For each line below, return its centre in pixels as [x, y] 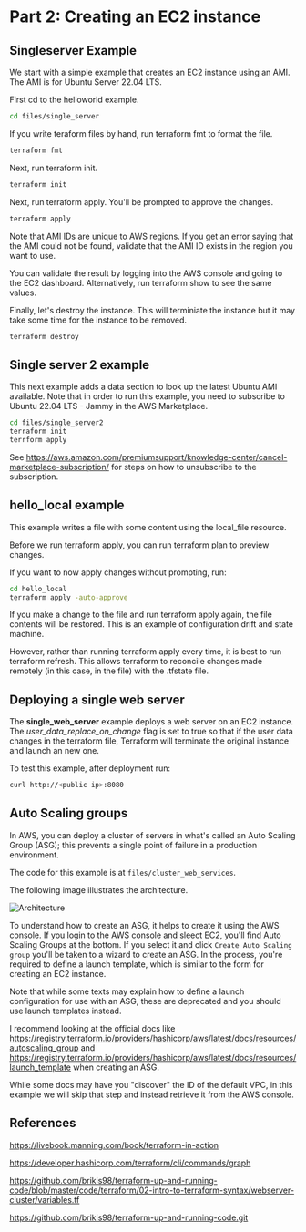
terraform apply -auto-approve [69, 597]
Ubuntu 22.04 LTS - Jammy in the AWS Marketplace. [109, 406]
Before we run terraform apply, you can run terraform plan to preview [139, 545]
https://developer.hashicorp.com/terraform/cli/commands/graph [130, 1163]
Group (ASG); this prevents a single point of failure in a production [133, 845]
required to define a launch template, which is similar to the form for [137, 964]
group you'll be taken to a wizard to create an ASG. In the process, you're [146, 954]
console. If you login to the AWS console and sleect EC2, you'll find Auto [146, 935]
